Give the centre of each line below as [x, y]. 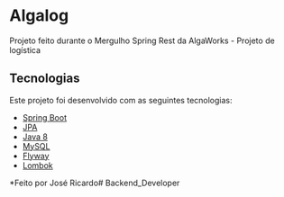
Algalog [39, 16]
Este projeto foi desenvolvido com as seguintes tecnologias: [121, 100]
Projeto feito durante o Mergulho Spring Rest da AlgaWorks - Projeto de [142, 40]
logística [25, 49]
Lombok [38, 165]
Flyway [36, 156]
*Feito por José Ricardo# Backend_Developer [95, 183]
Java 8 [35, 137]
